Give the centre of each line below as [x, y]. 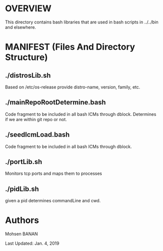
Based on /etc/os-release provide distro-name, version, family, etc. [73, 87]
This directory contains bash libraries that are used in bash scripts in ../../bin [82, 22]
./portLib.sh [24, 162]
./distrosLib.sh [28, 75]
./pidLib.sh [22, 189]
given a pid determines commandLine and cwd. [53, 201]
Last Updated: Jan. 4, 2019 [32, 243]
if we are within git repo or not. [36, 119]
